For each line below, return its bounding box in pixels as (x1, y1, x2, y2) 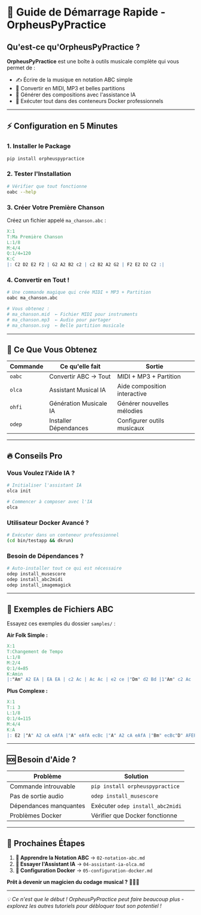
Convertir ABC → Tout (49, 372, 111, 381)
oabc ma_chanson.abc (7, 295, 58, 301)
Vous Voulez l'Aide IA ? (7, 469, 75, 477)
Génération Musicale (49, 399, 107, 408)
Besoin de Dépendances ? (7, 552, 84, 560)
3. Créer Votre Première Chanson (7, 203, 105, 211)
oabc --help (7, 189, 36, 195)
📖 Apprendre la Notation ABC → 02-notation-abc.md (15, 854, 146, 861)
